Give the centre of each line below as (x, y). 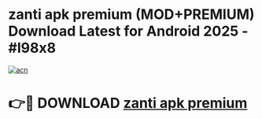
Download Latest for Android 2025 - (128, 31)
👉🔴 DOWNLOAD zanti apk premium (128, 103)
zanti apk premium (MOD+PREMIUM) (131, 15)
